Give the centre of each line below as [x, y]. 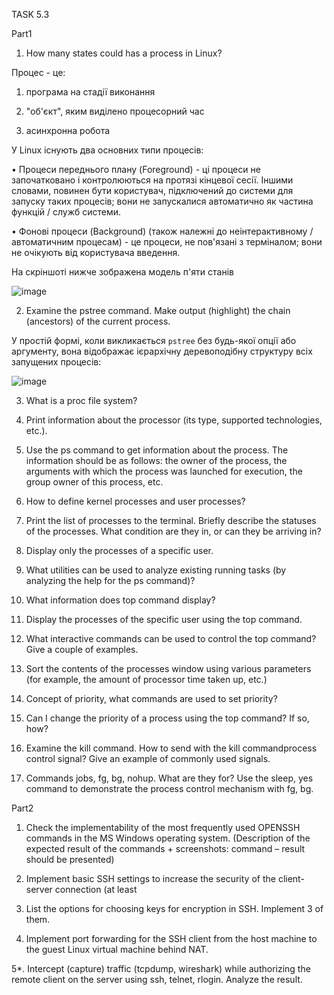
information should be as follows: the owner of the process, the [156, 460]
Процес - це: [38, 72]
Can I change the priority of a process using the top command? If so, [167, 718]
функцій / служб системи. [66, 212]
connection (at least [96, 889]
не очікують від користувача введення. [96, 252]
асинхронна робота [68, 130]
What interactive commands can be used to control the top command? [171, 638]
